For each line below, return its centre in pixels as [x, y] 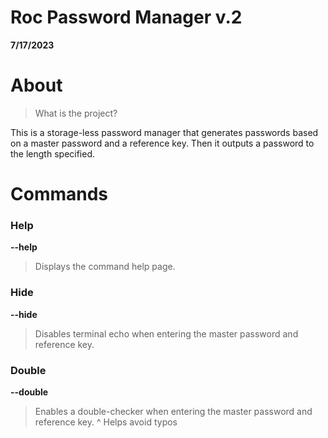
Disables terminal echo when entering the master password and [166, 333]
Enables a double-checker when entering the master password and [173, 411]
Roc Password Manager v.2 [126, 17]
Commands [59, 194]
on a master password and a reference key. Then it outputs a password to [162, 143]
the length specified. [53, 153]
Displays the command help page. [105, 267]
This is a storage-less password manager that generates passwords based [164, 132]
